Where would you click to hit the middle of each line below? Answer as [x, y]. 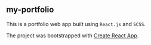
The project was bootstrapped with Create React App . [73, 36]
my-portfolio [30, 10]
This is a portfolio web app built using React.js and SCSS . [76, 24]
